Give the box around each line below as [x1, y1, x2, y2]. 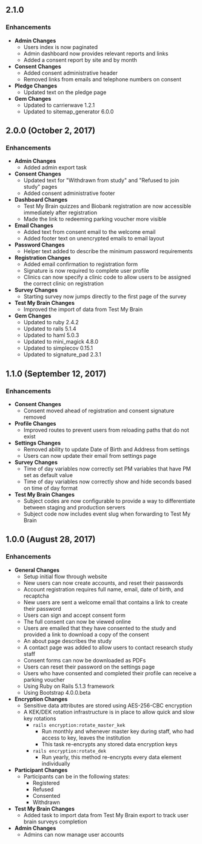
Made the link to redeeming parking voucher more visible [23, 216, 167, 223]
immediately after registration [23, 209, 98, 216]
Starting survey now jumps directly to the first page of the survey [23, 293, 187, 300]
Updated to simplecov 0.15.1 [23, 344, 93, 352]
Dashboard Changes [14, 196, 68, 203]
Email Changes [14, 222, 54, 230]
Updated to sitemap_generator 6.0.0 [23, 107, 114, 115]
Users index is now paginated [23, 43, 98, 50]
